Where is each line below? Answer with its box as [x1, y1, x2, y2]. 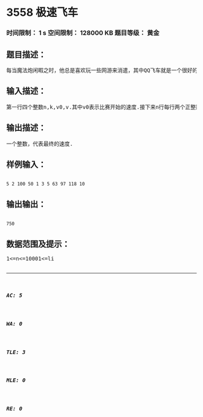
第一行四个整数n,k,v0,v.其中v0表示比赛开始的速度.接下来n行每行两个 [6, 104, 185, 110]
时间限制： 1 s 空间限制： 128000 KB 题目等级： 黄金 [6, 28, 160, 37]
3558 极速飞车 [6, 5, 79, 19]
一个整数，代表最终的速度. [6, 140, 74, 147]
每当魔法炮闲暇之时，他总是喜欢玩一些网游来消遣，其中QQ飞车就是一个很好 [6, 67, 193, 73]
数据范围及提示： [6, 239, 70, 249]
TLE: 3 [6, 349, 26, 355]
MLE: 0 [6, 377, 26, 384]
